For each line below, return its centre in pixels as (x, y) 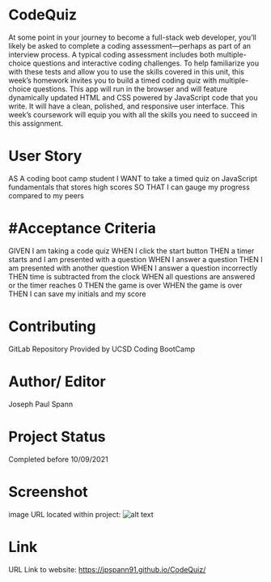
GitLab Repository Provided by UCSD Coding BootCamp (102, 349)
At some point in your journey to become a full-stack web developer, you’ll (132, 37)
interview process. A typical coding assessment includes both (112, 54)
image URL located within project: (65, 514)
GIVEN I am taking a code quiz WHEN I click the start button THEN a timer (131, 251)
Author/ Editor (57, 381)
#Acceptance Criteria (82, 229)
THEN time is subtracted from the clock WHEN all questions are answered (132, 276)
